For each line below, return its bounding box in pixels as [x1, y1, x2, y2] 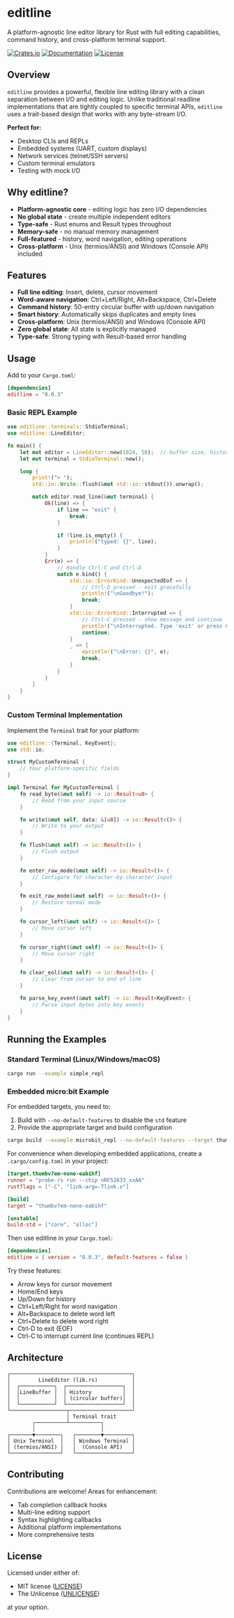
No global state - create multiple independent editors [17, 212, 171, 221]
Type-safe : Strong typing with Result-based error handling [17, 332, 187, 341]
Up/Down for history [17, 1295, 77, 1303]
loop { [19, 468, 39, 475]
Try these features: [7, 1266, 62, 1275]
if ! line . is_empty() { [56, 531, 123, 539]
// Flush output [32, 848, 79, 855]
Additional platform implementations [17, 1523, 122, 1531]
